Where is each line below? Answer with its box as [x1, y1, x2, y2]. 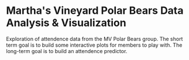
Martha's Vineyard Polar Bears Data [6, 4, 184, 17]
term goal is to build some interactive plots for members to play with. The [6, 42, 183, 48]
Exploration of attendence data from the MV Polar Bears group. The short [6, 35, 183, 42]
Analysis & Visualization [6, 16, 127, 29]
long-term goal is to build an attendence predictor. [6, 47, 128, 54]
